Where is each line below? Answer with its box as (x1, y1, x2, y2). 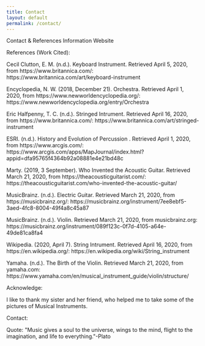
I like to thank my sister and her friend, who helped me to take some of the (6, 296, 194, 303)
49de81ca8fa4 (6, 229, 43, 237)
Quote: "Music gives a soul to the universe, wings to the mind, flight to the (6, 326, 193, 334)
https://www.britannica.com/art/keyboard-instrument (6, 74, 141, 81)
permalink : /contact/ (6, 20, 62, 26)
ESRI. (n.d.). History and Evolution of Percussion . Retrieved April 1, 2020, (6, 135, 191, 142)
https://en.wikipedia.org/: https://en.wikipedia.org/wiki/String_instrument (6, 248, 190, 255)
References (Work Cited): (6, 49, 70, 56)
